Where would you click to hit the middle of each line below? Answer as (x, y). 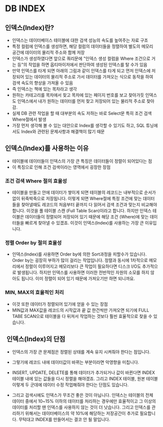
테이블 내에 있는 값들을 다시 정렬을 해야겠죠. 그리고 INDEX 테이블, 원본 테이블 (85, 378)
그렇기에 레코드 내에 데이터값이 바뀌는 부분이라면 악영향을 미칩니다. (75, 362)
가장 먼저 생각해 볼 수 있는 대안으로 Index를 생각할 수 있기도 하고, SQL (78, 125)
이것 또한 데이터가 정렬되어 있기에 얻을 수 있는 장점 (60, 304)
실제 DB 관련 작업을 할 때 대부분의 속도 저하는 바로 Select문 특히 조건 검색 (82, 113)
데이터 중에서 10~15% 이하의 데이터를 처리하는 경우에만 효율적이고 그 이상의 (84, 401)
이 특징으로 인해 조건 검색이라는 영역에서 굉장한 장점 (61, 167)
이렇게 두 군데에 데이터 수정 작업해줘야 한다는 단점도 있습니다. (70, 385)
